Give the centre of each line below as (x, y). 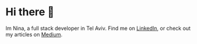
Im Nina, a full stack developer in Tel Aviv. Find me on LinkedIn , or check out (98, 28)
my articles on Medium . (34, 34)
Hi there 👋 (30, 12)
